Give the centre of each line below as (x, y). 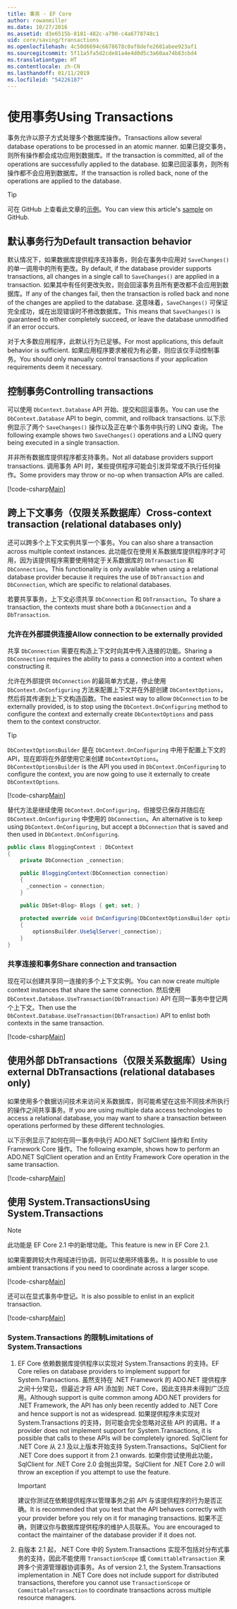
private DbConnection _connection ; (72, 860)
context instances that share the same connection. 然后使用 (94, 989)
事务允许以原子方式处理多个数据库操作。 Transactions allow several (105, 138)
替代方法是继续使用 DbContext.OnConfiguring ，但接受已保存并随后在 (107, 810)
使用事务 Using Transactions (90, 117)
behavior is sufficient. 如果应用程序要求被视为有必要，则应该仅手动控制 (110, 350)
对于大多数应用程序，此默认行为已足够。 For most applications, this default (115, 342)
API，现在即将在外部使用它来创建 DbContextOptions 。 (85, 759)
